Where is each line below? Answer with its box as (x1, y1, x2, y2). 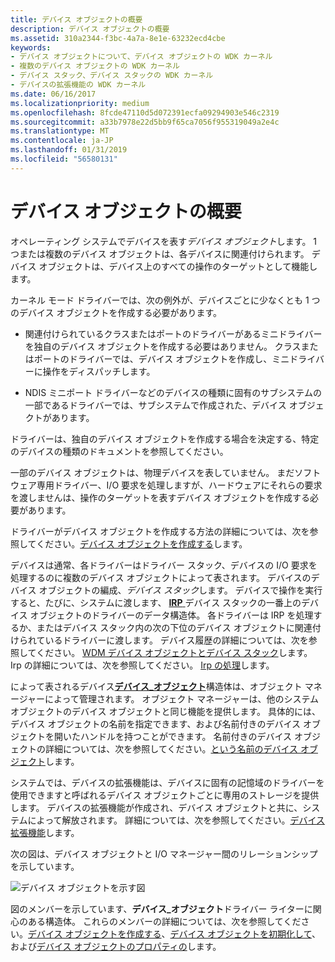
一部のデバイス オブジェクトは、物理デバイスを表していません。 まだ (10, 466, 295, 478)
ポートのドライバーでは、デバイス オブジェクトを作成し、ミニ (33, 352, 290, 365)
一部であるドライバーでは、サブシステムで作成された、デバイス (24, 399, 287, 411)
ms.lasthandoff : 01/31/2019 (10, 145, 128, 155)
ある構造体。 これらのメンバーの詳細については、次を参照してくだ (27, 915, 302, 927)
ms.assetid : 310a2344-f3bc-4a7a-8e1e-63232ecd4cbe (10, 33, 226, 43)
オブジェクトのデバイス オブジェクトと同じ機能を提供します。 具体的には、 (10, 705, 322, 717)
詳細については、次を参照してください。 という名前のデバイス (44, 742, 299, 755)
